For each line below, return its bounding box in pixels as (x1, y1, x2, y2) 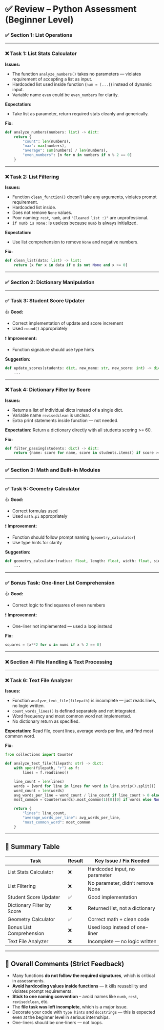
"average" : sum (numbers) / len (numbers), (22, 148, 108, 153)
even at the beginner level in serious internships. (12, 1014, 110, 1020)
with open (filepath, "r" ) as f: (14, 766, 80, 771)
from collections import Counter (5, 752, 73, 757)
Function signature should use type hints (12, 346, 94, 352)
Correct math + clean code (87, 916, 150, 923)
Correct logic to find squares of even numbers (12, 602, 105, 608)
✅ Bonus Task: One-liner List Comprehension (5, 579, 115, 586)
